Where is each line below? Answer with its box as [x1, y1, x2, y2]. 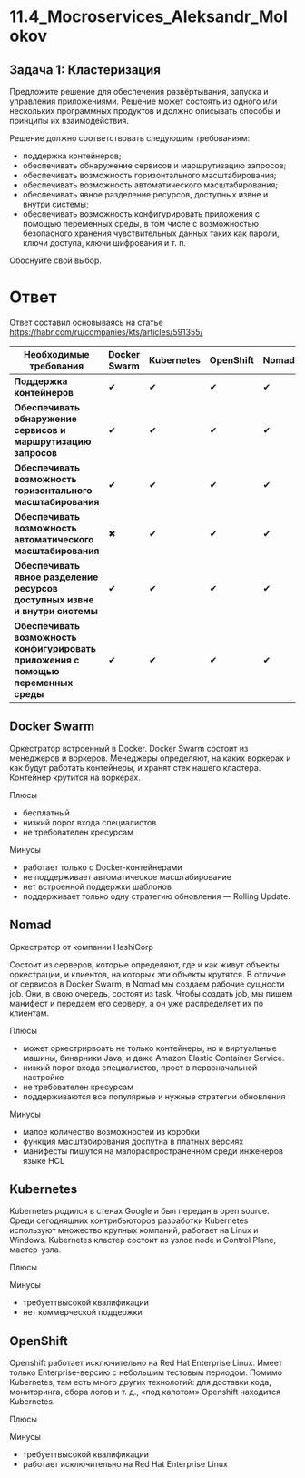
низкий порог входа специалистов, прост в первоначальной [22, 1062, 258, 1073]
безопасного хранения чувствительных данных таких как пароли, [22, 228, 280, 238]
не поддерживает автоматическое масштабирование [22, 871, 231, 882]
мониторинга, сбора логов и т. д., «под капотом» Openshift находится [9, 1386, 281, 1398]
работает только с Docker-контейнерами [22, 862, 183, 873]
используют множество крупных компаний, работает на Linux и [9, 1225, 259, 1236]
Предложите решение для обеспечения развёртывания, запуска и [9, 86, 269, 96]
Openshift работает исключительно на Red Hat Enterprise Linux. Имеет [9, 1358, 283, 1369]
